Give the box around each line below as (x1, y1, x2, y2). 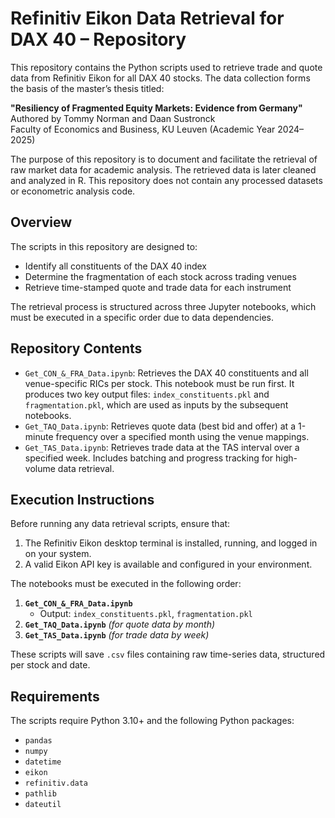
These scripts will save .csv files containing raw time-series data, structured (10, 648, 326, 661)
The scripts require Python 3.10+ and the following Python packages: (10, 715, 295, 727)
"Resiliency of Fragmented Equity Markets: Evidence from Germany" (10, 102, 303, 114)
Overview (10, 214, 73, 231)
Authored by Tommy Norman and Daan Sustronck (10, 112, 216, 124)
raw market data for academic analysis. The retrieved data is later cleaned (10, 163, 317, 176)
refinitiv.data (24, 778, 89, 789)
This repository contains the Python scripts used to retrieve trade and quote (10, 61, 323, 73)
